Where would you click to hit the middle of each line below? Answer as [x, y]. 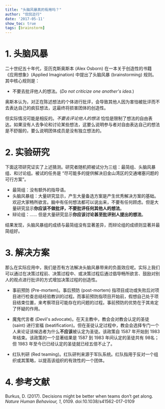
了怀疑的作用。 [27, 308]
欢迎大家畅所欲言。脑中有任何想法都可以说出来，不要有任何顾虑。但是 [83, 202]
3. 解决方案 [27, 253]
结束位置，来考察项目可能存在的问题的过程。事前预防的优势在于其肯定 [87, 302]
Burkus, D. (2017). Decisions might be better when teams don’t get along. [79, 396]
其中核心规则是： [22, 81]
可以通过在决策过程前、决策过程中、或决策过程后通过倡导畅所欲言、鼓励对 [80, 273]
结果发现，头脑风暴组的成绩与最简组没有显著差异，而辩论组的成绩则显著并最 [82, 225]
